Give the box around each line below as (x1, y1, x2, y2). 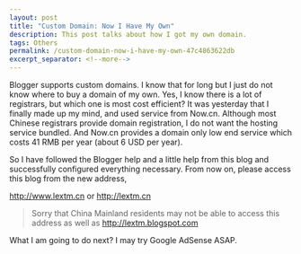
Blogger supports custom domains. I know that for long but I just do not (9, 80, 273, 90)
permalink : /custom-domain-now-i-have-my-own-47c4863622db (9, 47, 235, 56)
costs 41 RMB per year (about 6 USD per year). (9, 136, 183, 147)
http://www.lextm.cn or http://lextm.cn (9, 190, 151, 201)
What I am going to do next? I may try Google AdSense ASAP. (9, 235, 238, 245)
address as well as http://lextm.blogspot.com (31, 217, 199, 228)
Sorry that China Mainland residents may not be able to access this (31, 208, 280, 218)
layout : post (9, 13, 58, 22)
